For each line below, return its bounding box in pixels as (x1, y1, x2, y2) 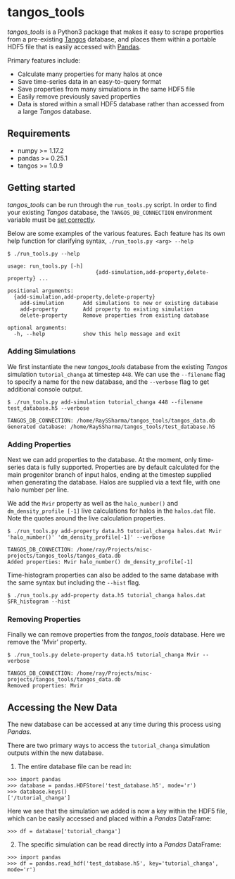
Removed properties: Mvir (7, 682, 83, 690)
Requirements (7, 127, 70, 139)
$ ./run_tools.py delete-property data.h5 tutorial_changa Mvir (7, 652, 200, 659)
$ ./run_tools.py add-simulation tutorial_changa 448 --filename (7, 399, 203, 406)
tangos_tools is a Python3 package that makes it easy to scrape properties (7, 27, 224, 36)
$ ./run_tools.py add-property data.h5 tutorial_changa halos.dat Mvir (7, 528, 222, 535)
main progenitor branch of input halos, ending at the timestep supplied (7, 470, 212, 479)
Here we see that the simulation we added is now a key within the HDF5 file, (7, 807, 227, 816)
